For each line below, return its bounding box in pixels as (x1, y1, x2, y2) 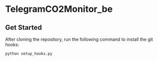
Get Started (5, 23, 42, 32)
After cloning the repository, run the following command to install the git (5, 36, 153, 42)
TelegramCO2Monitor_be (5, 3, 113, 15)
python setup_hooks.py (5, 51, 52, 56)
